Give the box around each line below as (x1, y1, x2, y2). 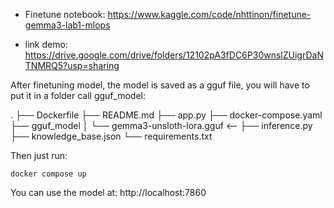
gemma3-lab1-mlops (24, 19, 111, 31)
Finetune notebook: (24, 9, 106, 20)
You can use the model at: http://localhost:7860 (10, 187, 207, 198)
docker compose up (10, 169, 87, 179)
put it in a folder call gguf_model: (10, 90, 146, 101)
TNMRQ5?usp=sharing (24, 60, 120, 71)
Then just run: (10, 150, 68, 161)
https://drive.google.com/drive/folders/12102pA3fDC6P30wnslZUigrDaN (24, 49, 324, 61)
